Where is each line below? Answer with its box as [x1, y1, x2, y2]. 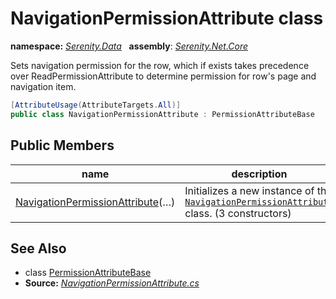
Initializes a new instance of [184, 183, 315, 197]
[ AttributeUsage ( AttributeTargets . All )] [10, 100, 182, 110]
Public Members [10, 137, 115, 154]
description [231, 167, 288, 181]
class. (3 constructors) [184, 206, 292, 220]
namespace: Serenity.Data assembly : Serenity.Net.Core [10, 40, 249, 52]
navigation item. [10, 80, 77, 92]
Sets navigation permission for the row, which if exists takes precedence [10, 59, 310, 71]
